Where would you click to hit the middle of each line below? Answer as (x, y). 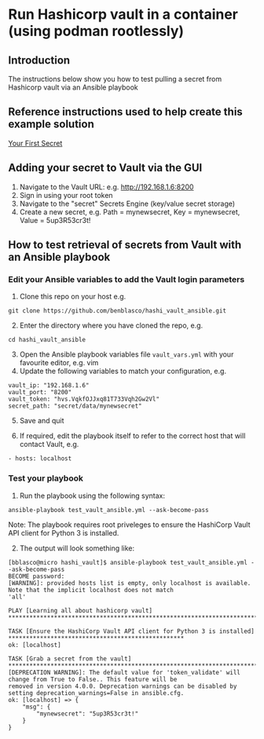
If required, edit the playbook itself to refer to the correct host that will (132, 436)
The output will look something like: (77, 548)
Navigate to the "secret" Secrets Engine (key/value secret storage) (127, 203)
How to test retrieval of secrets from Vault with (125, 245)
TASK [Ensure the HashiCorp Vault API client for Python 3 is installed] (132, 631)
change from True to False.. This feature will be (93, 679)
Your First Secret (35, 143)
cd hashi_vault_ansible (47, 340)
